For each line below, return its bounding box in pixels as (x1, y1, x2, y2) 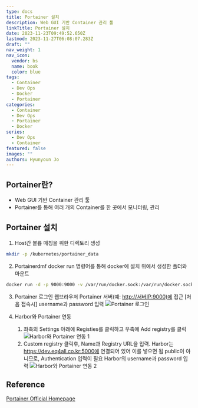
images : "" (6, 151, 33, 157)
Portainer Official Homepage (6, 395, 75, 402)
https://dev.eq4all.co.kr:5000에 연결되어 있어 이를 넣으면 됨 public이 (23, 347, 184, 354)
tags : (6, 74, 19, 80)
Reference (6, 380, 45, 390)
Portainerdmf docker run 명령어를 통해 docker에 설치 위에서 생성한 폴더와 (14, 263, 187, 270)
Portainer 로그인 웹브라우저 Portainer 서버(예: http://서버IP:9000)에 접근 (14, 293, 184, 300)
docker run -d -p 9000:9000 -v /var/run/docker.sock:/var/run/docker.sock (6, 281, 194, 287)
